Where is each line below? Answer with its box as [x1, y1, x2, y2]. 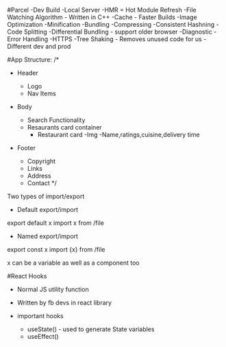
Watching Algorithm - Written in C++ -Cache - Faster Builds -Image [7, 13, 197, 21]
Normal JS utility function [16, 285, 89, 294]
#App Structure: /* [7, 56, 60, 64]
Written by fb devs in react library [16, 298, 112, 307]
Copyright [27, 157, 56, 165]
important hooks [16, 312, 64, 320]
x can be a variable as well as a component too [7, 259, 140, 267]
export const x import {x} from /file [7, 246, 105, 253]
